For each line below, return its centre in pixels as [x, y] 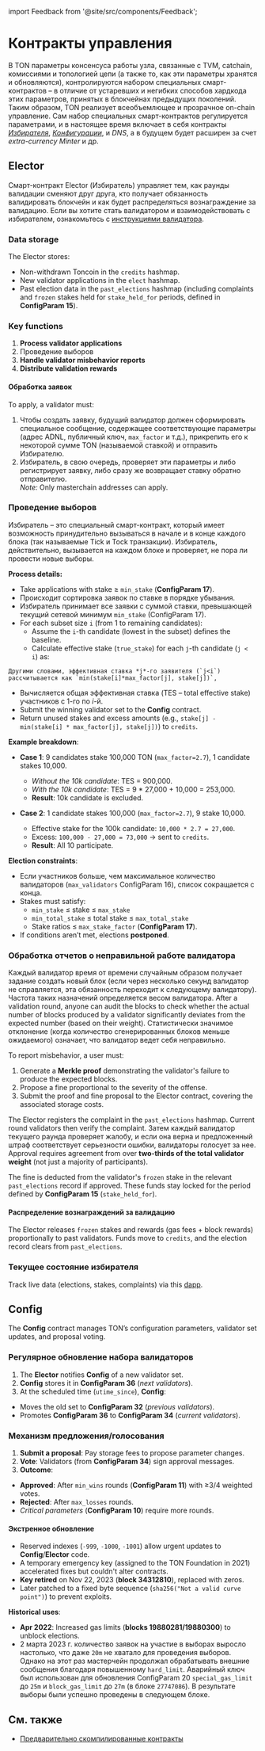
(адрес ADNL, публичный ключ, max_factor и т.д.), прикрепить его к [134, 437]
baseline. [46, 639]
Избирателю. [42, 453]
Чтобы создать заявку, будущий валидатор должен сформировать [132, 420]
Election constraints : [43, 860]
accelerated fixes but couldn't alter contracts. [94, 1571]
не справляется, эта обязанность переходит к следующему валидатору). [132, 990]
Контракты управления [90, 44]
